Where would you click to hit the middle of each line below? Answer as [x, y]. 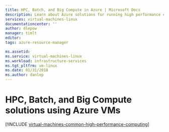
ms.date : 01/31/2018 [27, 70]
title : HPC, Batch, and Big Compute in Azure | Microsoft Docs [73, 10]
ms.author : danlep [24, 75]
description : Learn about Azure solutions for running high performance [83, 15]
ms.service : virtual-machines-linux [44, 56]
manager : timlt [21, 33]
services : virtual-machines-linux [41, 19]
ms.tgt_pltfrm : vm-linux [31, 66]
